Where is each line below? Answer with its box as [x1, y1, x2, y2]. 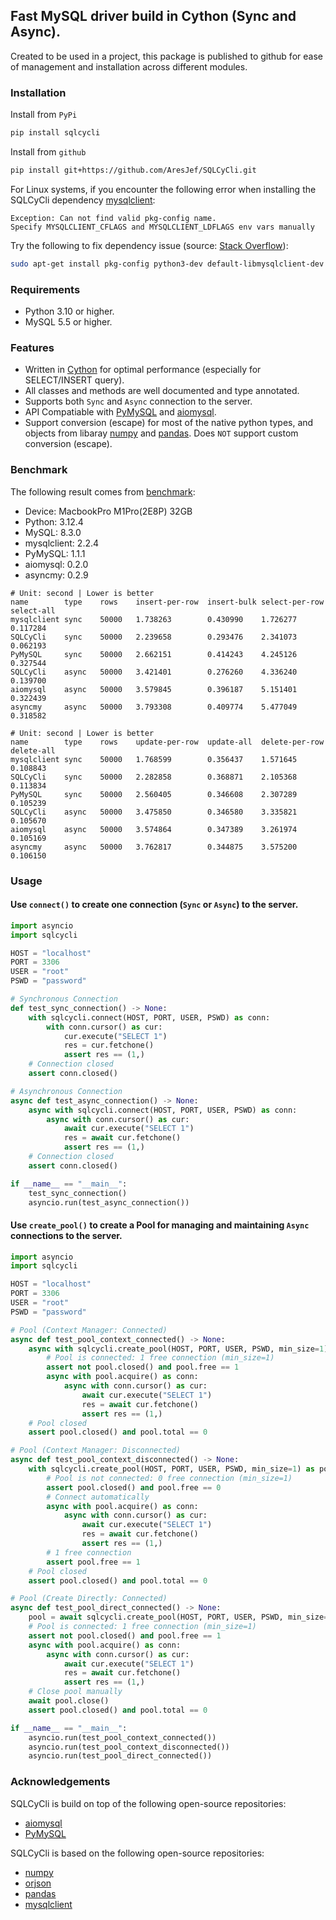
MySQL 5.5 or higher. [24, 316, 113, 328]
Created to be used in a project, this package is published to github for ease [10, 50, 323, 62]
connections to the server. [10, 1229, 123, 1241]
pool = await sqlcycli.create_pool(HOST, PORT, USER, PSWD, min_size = [28, 1612, 329, 1623]
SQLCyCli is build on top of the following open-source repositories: [10, 1797, 287, 1809]
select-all [10, 605, 56, 616]
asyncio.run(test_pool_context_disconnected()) [28, 1742, 230, 1752]
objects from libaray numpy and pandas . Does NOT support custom [24, 427, 299, 439]
